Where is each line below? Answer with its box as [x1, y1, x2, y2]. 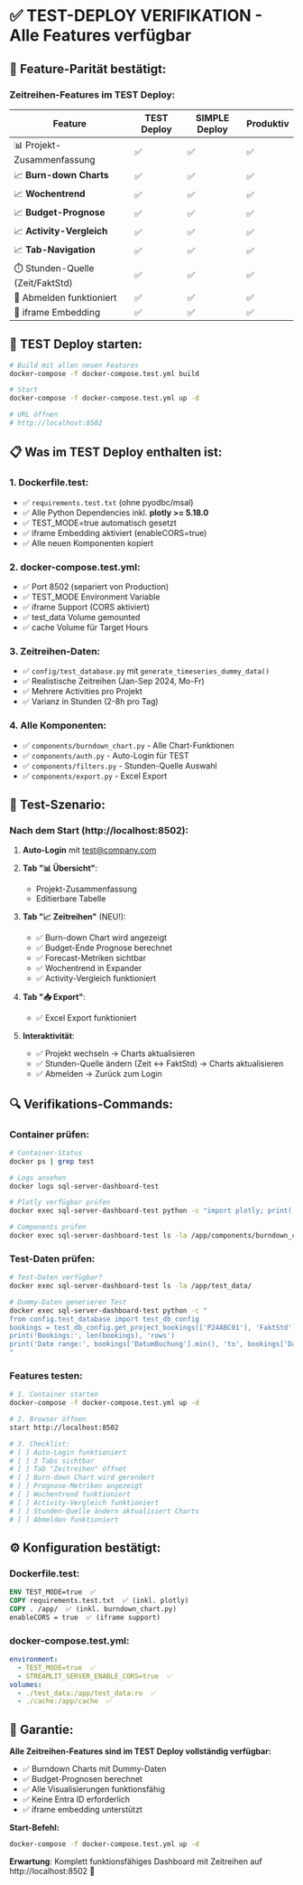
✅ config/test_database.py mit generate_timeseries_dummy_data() [22, 665, 271, 676]
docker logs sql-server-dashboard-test [9, 1182, 160, 1191]
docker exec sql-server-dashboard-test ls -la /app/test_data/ [9, 1281, 252, 1291]
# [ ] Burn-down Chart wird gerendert [9, 1473, 155, 1483]
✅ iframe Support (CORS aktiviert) [22, 601, 151, 612]
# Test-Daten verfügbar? [9, 1273, 103, 1282]
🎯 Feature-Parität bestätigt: [9, 61, 167, 77]
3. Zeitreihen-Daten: [9, 645, 101, 657]
